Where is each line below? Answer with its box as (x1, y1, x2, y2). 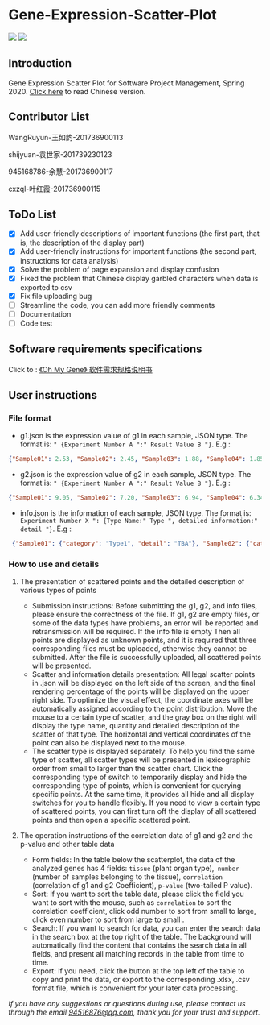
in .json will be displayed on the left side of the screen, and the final (31, 678, 256, 688)
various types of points (19, 586, 97, 595)
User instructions (8, 388, 98, 402)
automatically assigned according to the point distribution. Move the (31, 703, 258, 714)
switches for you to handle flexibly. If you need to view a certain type (31, 798, 261, 807)
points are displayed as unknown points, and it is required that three (31, 635, 257, 645)
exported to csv (19, 282, 72, 292)
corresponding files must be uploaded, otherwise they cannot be (31, 644, 247, 654)
